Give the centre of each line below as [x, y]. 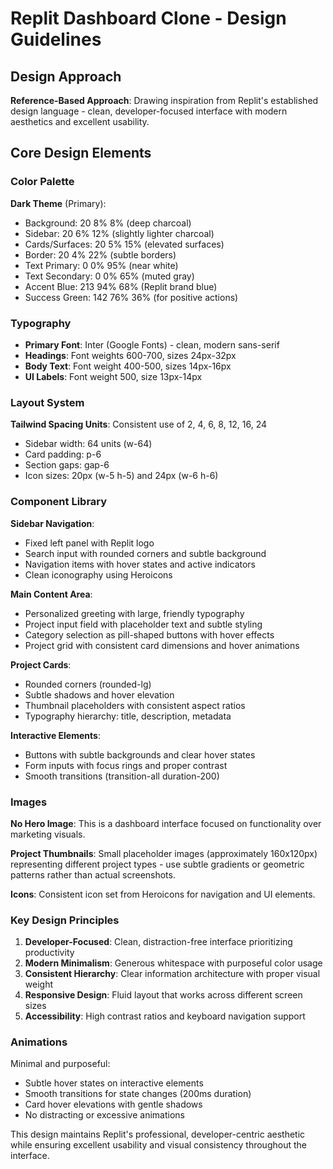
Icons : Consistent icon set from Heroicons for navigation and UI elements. [163, 894]
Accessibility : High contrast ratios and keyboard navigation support [165, 1016]
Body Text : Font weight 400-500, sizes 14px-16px [128, 366]
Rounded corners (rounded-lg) [88, 684]
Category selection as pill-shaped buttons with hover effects [149, 634]
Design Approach [66, 76]
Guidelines [56, 39]
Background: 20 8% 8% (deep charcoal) [108, 223]
